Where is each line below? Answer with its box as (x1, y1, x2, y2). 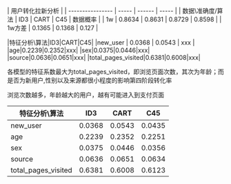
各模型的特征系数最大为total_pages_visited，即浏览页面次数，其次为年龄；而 (7, 68, 224, 76)
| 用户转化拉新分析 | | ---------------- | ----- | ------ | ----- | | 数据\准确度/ (7, 7, 217, 14)
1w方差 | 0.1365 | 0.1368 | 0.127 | (7, 24, 99, 32)
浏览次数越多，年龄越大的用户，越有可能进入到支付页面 (7, 91, 164, 99)
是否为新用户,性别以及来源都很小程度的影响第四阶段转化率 (7, 76, 172, 84)
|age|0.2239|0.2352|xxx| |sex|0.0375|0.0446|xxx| (7, 46, 150, 54)
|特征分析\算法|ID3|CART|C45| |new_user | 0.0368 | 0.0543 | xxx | (7, 38, 195, 47)
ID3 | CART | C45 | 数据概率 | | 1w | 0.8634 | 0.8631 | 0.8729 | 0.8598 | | (18, 15, 222, 23)
